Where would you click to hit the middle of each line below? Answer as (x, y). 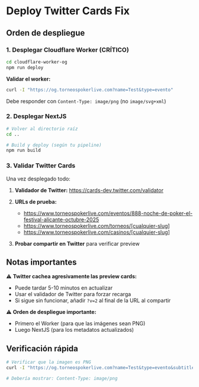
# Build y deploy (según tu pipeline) (54, 145)
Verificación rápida (42, 348)
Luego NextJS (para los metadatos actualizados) (74, 330)
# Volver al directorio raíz (42, 129)
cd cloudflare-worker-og (37, 62)
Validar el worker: (28, 79)
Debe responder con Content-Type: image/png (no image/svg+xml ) (86, 101)
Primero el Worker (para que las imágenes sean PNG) (80, 323)
